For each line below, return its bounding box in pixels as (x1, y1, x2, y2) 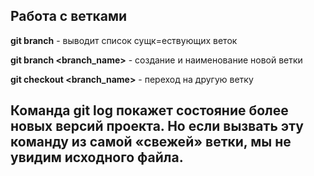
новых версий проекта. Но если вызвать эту (10, 118, 304, 135)
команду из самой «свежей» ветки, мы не (10, 134, 292, 151)
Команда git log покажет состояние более (10, 102, 289, 119)
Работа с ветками (10, 8, 128, 25)
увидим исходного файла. (10, 149, 184, 166)
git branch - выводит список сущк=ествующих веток (10, 34, 238, 46)
